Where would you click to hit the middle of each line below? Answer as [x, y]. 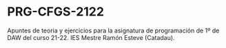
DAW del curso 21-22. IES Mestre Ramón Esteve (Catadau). [91, 37]
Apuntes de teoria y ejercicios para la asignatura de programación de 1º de [113, 30]
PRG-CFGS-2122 [56, 12]
